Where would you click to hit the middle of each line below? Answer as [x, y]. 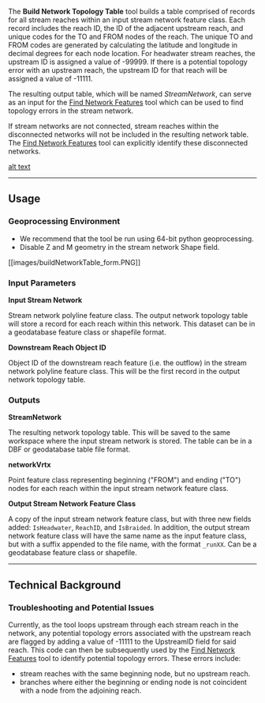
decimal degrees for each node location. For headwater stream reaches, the [132, 53]
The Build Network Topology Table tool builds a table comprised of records [132, 11]
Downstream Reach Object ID [57, 347]
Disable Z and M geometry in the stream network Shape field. [119, 247]
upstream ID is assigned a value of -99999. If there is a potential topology [128, 62]
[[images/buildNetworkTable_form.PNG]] [75, 262]
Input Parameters [42, 282]
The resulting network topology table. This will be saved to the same [119, 433]
